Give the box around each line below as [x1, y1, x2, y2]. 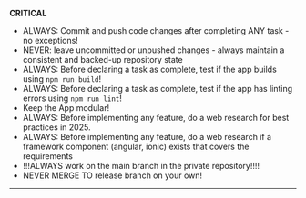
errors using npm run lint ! [22, 93, 123, 104]
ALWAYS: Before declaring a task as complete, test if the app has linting [22, 84, 293, 94]
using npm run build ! [22, 74, 102, 84]
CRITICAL [9, 8, 47, 18]
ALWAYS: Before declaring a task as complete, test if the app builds [22, 64, 278, 74]
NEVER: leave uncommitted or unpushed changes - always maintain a [22, 45, 285, 55]
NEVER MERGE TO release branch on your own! [22, 170, 203, 181]
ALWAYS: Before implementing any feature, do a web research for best [22, 113, 290, 123]
